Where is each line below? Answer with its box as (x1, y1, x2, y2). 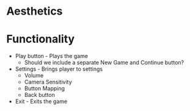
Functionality (6, 32, 75, 46)
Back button (24, 91, 55, 99)
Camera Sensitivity (24, 78, 72, 86)
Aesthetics (6, 4, 63, 18)
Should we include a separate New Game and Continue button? (24, 59, 185, 66)
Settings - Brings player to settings (15, 65, 103, 73)
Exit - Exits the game (15, 98, 68, 105)
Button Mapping (24, 85, 65, 92)
